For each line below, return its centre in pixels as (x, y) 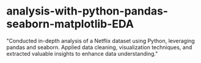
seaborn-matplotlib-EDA (70, 24)
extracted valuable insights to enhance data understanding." (82, 53)
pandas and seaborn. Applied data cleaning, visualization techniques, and (99, 47)
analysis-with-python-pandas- (87, 11)
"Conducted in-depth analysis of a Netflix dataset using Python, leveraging (101, 41)
